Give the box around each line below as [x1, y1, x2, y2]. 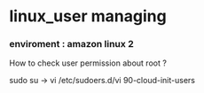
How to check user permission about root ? [9, 58, 167, 68]
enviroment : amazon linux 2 [9, 38, 135, 50]
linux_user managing [9, 6, 167, 27]
